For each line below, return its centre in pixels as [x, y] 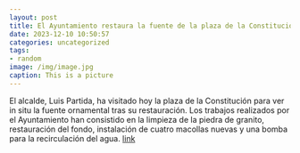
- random [25, 59]
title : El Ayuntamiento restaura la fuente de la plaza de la [127, 26]
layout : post [33, 17]
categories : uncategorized [59, 42]
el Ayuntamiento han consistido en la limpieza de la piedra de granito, [137, 119]
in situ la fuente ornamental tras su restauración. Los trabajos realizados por [150, 110]
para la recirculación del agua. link [72, 138]
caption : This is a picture [62, 76]
